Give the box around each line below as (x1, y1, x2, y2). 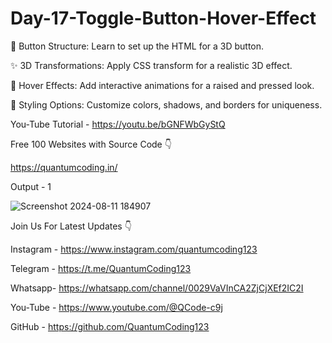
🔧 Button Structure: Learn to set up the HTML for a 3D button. (10, 40, 265, 52)
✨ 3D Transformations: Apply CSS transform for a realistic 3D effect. (10, 59, 293, 71)
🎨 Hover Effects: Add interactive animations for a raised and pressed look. (10, 79, 315, 91)
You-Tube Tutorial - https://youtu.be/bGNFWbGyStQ (10, 118, 226, 130)
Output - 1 (10, 180, 52, 192)
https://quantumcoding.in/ (10, 161, 118, 173)
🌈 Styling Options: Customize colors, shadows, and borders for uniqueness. (10, 98, 323, 111)
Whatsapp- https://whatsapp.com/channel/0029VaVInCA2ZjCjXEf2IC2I (10, 282, 304, 294)
